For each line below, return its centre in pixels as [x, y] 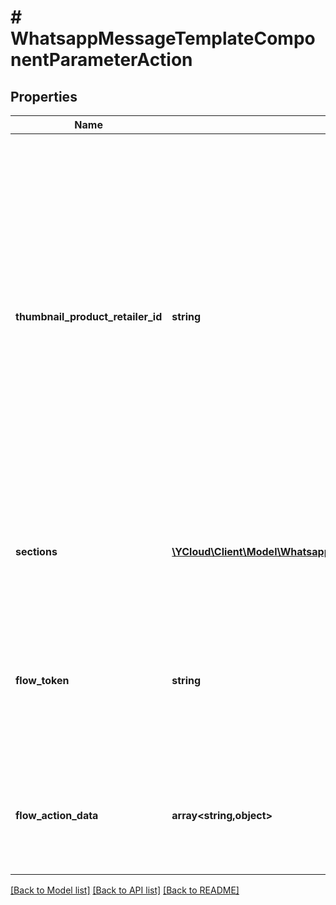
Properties [44, 96]
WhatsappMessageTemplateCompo [163, 38]
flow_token [42, 680]
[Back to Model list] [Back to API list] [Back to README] [125, 890]
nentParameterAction [101, 60]
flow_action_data [57, 815]
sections [36, 551]
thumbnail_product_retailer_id [89, 316]
